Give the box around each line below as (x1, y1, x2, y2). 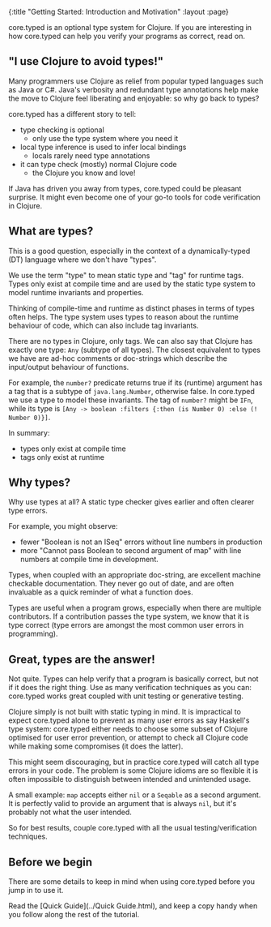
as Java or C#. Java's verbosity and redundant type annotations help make (8, 84, 259, 94)
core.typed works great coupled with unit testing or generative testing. (8, 691, 244, 701)
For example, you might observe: (8, 521, 119, 531)
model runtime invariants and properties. (8, 287, 144, 297)
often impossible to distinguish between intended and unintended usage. (8, 775, 252, 784)
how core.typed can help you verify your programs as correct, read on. (8, 32, 245, 41)
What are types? (8, 225, 94, 238)
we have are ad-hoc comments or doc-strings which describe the (8, 353, 228, 363)
